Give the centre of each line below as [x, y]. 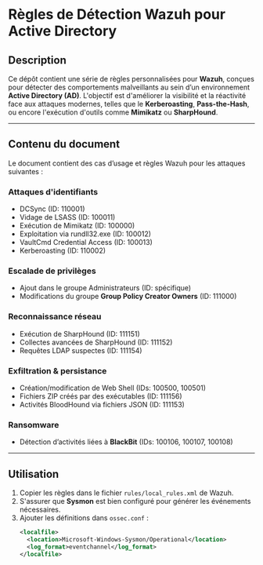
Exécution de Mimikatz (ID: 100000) [77, 226]
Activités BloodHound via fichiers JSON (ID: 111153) [102, 405]
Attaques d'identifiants [53, 191]
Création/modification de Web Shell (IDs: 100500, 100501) [112, 388]
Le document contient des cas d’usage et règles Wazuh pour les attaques [127, 163]
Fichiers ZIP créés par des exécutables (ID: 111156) [101, 396]
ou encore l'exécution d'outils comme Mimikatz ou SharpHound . [113, 112]
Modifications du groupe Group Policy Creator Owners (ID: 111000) [128, 297]
